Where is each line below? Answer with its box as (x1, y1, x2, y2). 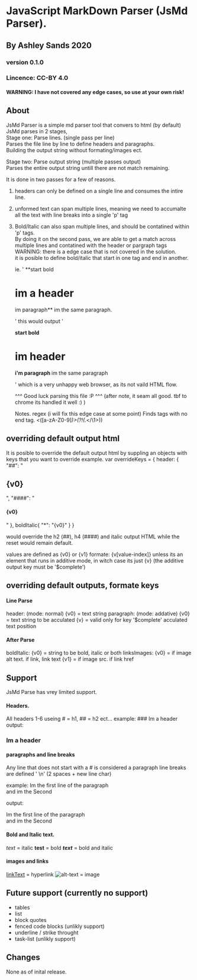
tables (14, 904, 30, 911)
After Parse (6, 636, 35, 643)
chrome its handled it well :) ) (14, 399, 86, 406)
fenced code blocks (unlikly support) (14, 923, 105, 930)
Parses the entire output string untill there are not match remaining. (6, 164, 170, 171)
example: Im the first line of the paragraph (6, 782, 109, 789)
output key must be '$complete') (6, 563, 86, 570)
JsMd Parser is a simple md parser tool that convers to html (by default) (6, 121, 182, 128)
